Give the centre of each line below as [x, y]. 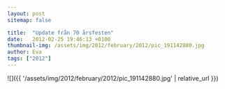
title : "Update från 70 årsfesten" [60, 33]
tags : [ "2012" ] [29, 59]
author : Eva [24, 52]
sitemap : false [29, 20]
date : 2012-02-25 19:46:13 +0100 [59, 39]
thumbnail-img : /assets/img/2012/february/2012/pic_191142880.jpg [106, 46]
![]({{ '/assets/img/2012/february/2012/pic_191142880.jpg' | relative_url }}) [113, 78]
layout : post [26, 14]
